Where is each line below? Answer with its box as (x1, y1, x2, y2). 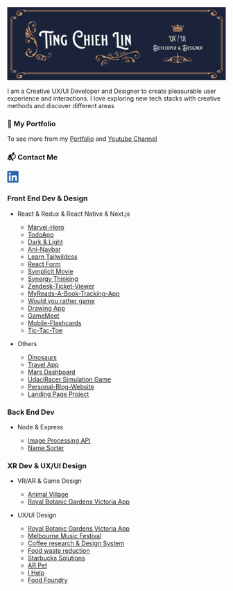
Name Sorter (27, 444, 64, 452)
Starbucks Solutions (27, 554, 85, 563)
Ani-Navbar (27, 245, 61, 253)
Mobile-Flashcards (27, 318, 82, 327)
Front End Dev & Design (7, 194, 88, 203)
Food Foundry (27, 576, 68, 585)
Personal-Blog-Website (27, 382, 95, 391)
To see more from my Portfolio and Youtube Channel (7, 135, 157, 143)
